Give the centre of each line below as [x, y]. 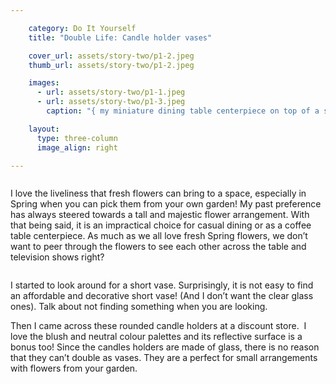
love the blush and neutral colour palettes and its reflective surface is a [156, 337]
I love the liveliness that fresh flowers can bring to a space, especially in [158, 193]
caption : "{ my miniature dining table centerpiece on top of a [183, 111]
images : [44, 83]
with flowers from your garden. [74, 368]
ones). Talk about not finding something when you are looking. [139, 307]
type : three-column [77, 138]
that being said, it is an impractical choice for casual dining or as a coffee [161, 225]
